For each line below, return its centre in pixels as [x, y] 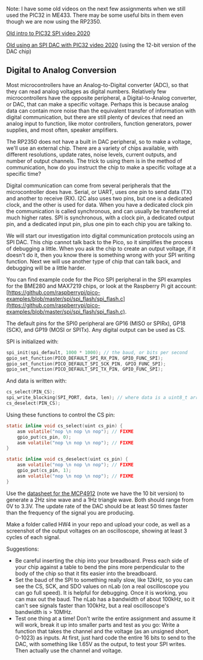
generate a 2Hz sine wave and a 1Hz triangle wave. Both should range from [100, 500]
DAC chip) [19, 51]
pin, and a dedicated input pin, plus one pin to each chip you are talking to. [99, 224]
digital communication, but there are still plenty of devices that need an [95, 117]
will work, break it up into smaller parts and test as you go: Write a [97, 624]
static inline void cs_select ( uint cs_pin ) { [64, 425]
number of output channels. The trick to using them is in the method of [94, 161]
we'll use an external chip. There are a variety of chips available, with [92, 148]
